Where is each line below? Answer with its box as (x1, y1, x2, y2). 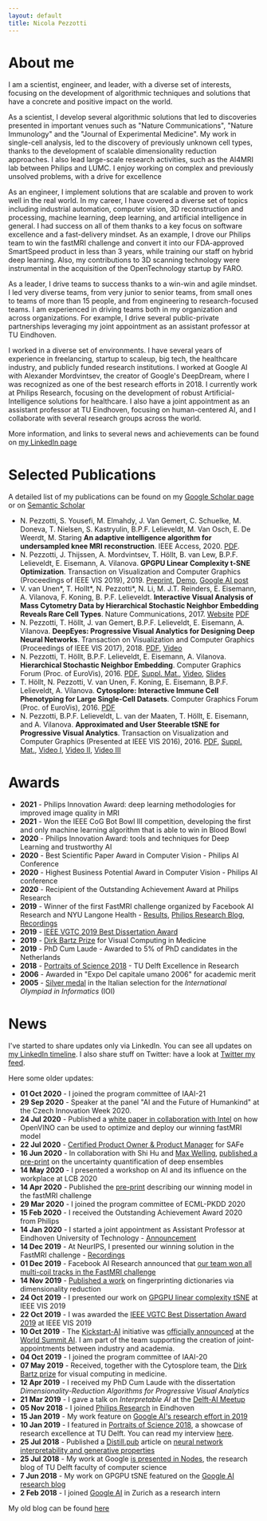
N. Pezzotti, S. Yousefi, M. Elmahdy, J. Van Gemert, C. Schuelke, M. (19, 516, 241, 526)
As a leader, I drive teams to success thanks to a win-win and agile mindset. (8, 279, 257, 289)
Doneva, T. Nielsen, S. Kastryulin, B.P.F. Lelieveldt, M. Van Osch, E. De (19, 524, 251, 534)
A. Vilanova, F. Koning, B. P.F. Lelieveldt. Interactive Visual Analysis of (19, 592, 253, 602)
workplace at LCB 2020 (19, 1174, 98, 1184)
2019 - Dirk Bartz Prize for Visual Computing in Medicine (19, 936, 207, 946)
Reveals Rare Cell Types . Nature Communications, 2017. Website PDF (19, 609, 249, 619)
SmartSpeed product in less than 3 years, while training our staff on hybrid (8, 247, 253, 257)
